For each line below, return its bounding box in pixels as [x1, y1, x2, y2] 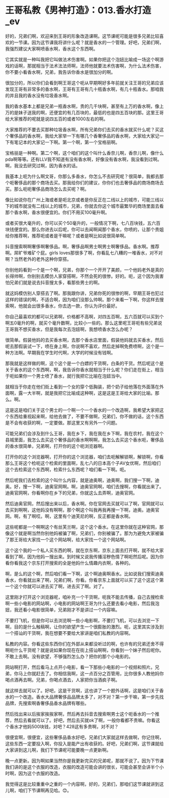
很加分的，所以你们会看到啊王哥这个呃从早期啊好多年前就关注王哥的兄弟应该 [5, 79, 164, 86]
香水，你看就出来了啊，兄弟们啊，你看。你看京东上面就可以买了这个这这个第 [5, 577, 164, 583]
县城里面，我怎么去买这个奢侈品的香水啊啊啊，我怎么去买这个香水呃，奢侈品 [5, 437, 164, 443]
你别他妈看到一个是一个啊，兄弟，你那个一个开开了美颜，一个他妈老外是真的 [5, 266, 164, 273]
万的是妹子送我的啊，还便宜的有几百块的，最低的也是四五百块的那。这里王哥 [5, 109, 164, 115]
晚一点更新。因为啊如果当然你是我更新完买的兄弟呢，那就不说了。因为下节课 [5, 758, 164, 764]
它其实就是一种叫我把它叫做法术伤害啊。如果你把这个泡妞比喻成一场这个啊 [5, 56, 159, 62]
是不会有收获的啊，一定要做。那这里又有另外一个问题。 [5, 419, 120, 426]
